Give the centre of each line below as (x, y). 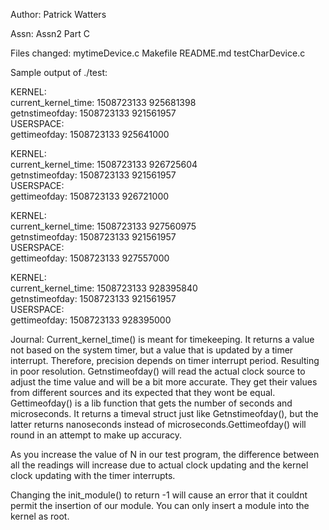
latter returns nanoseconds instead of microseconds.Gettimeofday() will (158, 424)
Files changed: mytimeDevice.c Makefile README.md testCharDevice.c (158, 53)
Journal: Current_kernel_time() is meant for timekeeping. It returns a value (162, 339)
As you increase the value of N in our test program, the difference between (165, 454)
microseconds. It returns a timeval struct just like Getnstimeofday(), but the (164, 413)
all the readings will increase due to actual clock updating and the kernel (159, 465)
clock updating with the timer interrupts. (93, 475)
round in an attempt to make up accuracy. (96, 435)
